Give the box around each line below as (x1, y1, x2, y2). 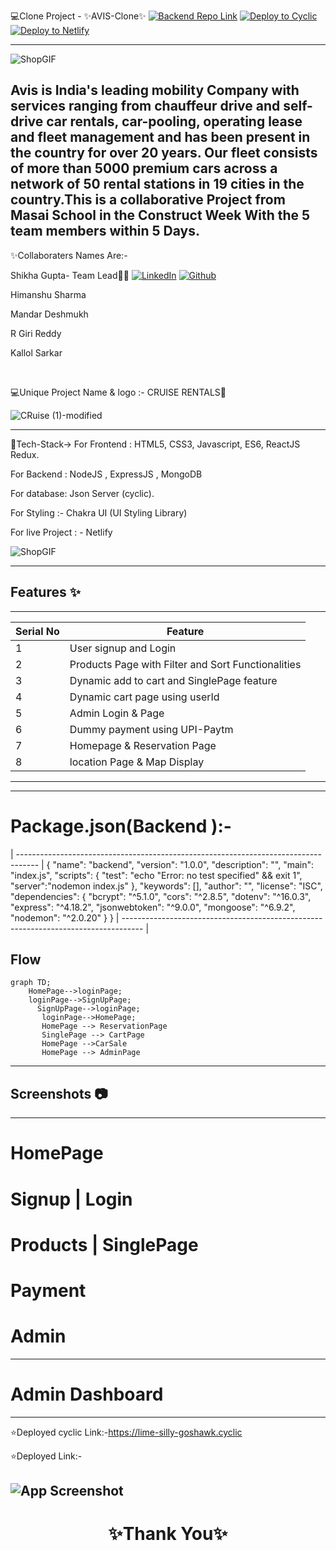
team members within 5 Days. (10, 223, 200, 240)
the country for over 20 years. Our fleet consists (10, 145, 318, 162)
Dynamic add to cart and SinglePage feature (69, 673, 278, 687)
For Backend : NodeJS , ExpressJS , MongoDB (10, 468, 203, 480)
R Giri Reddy (10, 327, 62, 339)
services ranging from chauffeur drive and (10, 98, 281, 115)
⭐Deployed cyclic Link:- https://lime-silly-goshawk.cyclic (10, 1426, 243, 1438)
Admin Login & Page (69, 706, 165, 720)
